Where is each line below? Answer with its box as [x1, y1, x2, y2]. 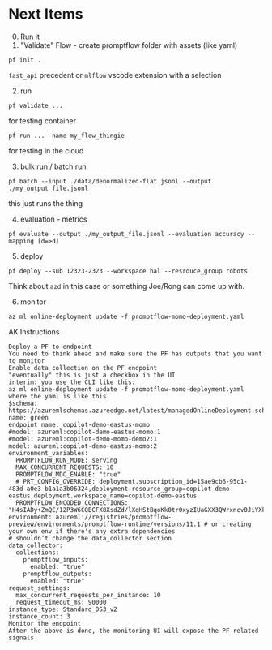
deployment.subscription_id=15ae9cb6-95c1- [98, 477, 249, 485]
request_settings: [8, 583, 70, 592]
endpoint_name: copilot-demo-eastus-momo [8, 420, 151, 428]
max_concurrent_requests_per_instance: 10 [15, 591, 161, 599]
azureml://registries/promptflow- [55, 513, 172, 521]
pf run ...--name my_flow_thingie [8, 131, 125, 140]
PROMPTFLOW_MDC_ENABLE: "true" [15, 470, 121, 479]
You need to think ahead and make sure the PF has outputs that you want [8, 350, 263, 358]
